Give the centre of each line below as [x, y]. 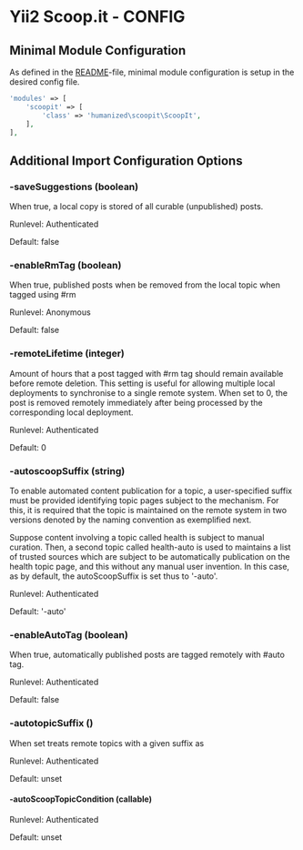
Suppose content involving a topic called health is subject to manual [137, 537]
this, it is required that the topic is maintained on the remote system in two [148, 510]
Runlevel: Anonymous [50, 312]
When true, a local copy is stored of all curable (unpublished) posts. [136, 207]
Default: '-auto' [38, 611]
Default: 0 [28, 447]
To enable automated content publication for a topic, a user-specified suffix [151, 491]
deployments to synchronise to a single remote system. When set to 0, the [149, 392]
